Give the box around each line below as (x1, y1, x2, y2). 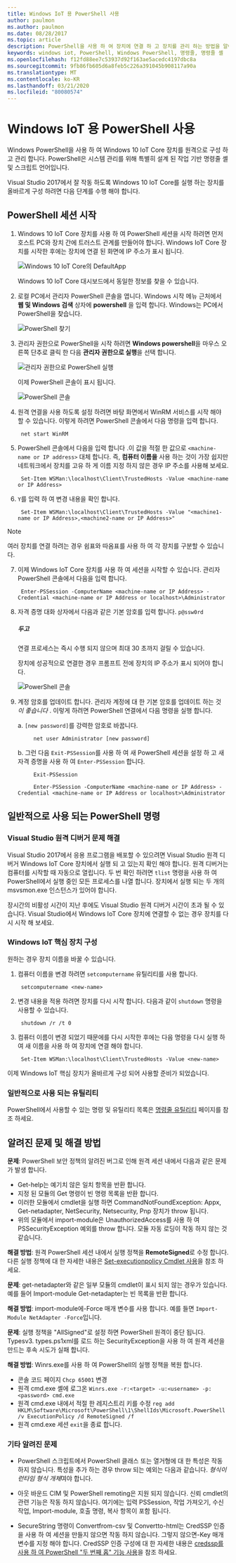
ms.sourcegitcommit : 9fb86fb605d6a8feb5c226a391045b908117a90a (7, 63, 197, 70)
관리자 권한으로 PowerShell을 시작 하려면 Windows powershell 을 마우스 (17, 339, 220, 348)
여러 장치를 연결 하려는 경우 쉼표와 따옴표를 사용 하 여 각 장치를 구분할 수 (7, 542, 206, 550)
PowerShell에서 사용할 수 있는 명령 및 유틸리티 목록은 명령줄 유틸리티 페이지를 (7, 1106, 221, 1114)
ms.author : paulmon (7, 23, 65, 30)
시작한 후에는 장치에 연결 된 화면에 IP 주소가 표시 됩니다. (30, 247, 184, 255)
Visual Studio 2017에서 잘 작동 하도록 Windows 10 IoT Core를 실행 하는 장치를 (7, 178, 225, 187)
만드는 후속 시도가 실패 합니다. (7, 1345, 90, 1354)
